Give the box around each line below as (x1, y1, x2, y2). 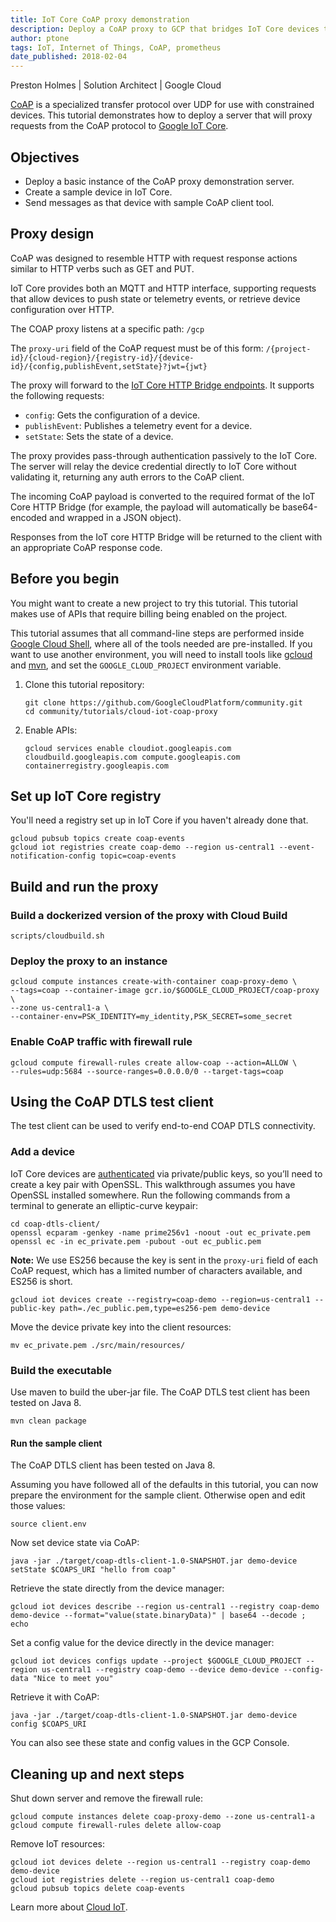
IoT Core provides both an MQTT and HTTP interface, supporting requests (10, 282, 317, 294)
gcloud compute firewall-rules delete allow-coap (10, 1821, 222, 1831)
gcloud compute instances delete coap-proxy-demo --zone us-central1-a (10, 1812, 315, 1822)
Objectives (10, 149, 80, 166)
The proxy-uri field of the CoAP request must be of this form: (10, 342, 264, 354)
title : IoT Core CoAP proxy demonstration (10, 14, 190, 25)
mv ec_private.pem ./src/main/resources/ (10, 1340, 186, 1350)
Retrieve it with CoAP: (10, 1691, 100, 1703)
